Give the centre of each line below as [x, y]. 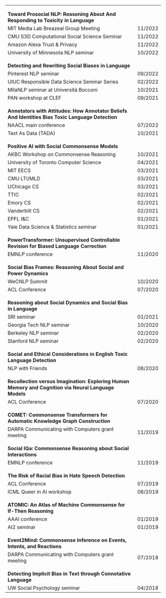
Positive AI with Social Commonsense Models [63, 146]
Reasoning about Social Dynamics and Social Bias [68, 302]
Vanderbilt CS [24, 211]
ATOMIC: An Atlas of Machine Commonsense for [66, 505]
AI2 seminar [22, 527]
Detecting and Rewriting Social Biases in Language [69, 66]
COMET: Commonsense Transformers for [58, 415]
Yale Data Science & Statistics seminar [52, 227]
